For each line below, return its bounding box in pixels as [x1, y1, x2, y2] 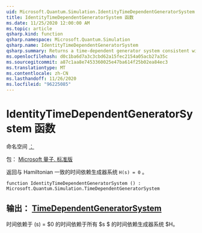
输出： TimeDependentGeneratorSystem [6, 204, 162, 214]
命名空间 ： [6, 142, 34, 150]
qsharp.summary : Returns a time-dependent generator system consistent [6, 48, 189, 54]
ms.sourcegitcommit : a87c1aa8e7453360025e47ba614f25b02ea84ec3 [6, 59, 168, 65]
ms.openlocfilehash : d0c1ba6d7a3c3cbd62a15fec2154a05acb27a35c [6, 53, 168, 59]
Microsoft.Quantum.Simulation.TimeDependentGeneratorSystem [6, 186, 161, 192]
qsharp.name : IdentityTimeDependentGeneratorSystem [6, 43, 138, 49]
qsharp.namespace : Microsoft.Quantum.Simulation [6, 37, 130, 43]
